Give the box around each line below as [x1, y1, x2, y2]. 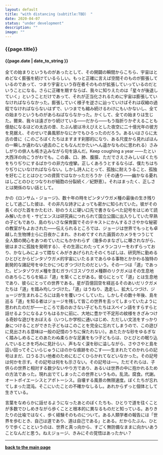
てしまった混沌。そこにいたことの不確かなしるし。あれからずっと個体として [5, 384, 158, 389]
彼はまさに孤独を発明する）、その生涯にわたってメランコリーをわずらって [5, 244, 151, 249]
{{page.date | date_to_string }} [5, 58, 69, 64]
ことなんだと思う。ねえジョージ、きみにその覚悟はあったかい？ [5, 430, 132, 436]
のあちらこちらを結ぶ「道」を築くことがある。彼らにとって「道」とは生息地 [5, 274, 158, 280]
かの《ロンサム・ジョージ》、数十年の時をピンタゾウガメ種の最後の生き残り [5, 195, 156, 201]
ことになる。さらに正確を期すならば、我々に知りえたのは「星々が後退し [13, 87, 158, 93]
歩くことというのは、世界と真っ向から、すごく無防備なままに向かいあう [13, 424, 158, 430]
